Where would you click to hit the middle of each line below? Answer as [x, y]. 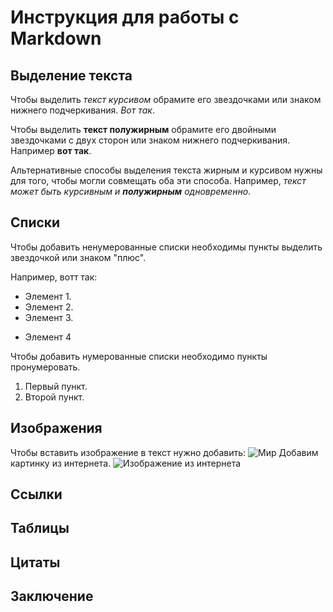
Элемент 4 [48, 337]
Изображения [56, 428]
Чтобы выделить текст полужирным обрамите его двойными [143, 129]
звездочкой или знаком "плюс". [78, 257]
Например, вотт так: [54, 277]
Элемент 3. [49, 317]
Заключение [52, 596]
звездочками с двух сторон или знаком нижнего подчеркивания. [150, 140]
